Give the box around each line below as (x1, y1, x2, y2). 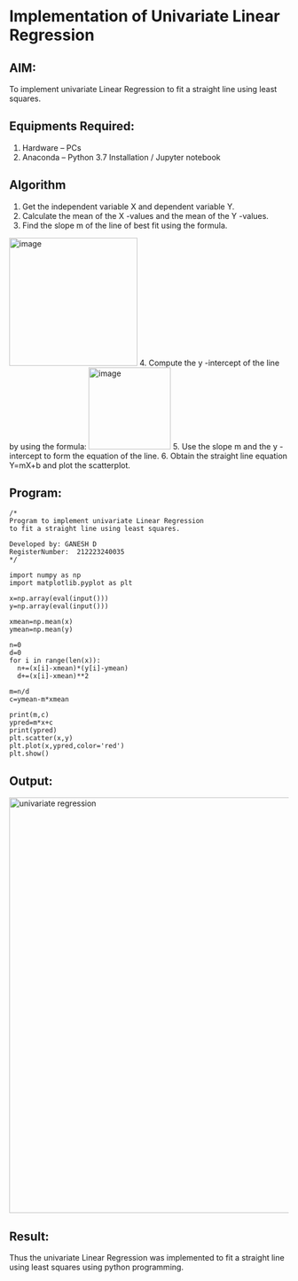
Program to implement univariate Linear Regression (9, 517, 204, 526)
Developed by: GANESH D (9, 540, 98, 549)
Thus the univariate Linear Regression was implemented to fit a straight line (9, 1253, 286, 1263)
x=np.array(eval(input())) (9, 594, 109, 604)
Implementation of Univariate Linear (9, 6, 281, 27)
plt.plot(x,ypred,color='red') (9, 742, 125, 751)
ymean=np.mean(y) (9, 625, 74, 635)
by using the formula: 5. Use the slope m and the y (9, 441, 278, 451)
